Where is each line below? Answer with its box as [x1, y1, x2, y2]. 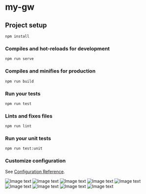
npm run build [5, 79, 34, 84]
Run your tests [5, 90, 41, 97]
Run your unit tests [5, 135, 51, 142]
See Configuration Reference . [5, 169, 65, 174]
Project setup [5, 21, 48, 29]
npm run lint [5, 124, 32, 129]
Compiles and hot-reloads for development [5, 45, 110, 52]
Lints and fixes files [5, 112, 53, 119]
